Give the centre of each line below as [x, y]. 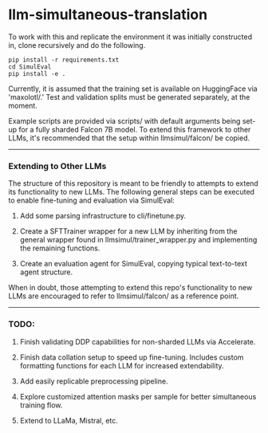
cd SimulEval [30, 67]
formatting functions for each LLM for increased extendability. [122, 365]
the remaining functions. [60, 248]
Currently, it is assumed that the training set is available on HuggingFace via [133, 89]
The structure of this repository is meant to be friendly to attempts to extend [134, 183]
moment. [23, 105]
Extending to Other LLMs [57, 166]
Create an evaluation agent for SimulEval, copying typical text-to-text [133, 264]
